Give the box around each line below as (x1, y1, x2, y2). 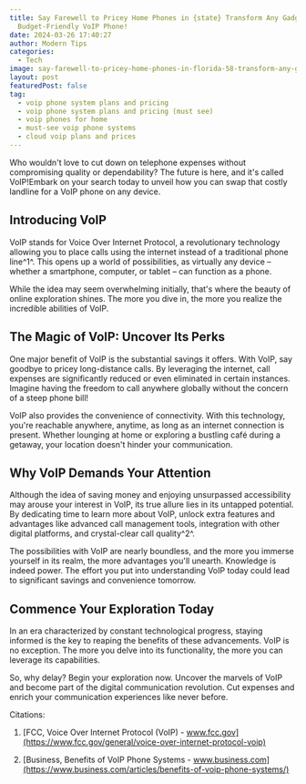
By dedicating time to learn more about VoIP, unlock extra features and (9, 509, 276, 520)
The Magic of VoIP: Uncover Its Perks (9, 329, 226, 345)
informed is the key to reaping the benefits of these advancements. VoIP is (9, 635, 290, 646)
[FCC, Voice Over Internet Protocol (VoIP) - (22, 727, 185, 738)
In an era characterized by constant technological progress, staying (9, 625, 263, 636)
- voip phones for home (17, 115, 107, 124)
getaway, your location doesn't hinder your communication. (9, 438, 233, 449)
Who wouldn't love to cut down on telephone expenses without (9, 157, 247, 168)
